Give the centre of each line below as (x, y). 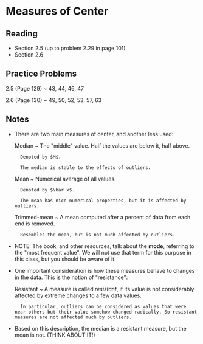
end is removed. (35, 224)
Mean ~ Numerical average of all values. (65, 179)
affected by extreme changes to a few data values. (78, 295)
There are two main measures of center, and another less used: (94, 134)
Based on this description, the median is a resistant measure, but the (100, 328)
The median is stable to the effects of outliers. (86, 167)
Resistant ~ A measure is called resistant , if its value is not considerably (104, 289)
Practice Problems (41, 74)
